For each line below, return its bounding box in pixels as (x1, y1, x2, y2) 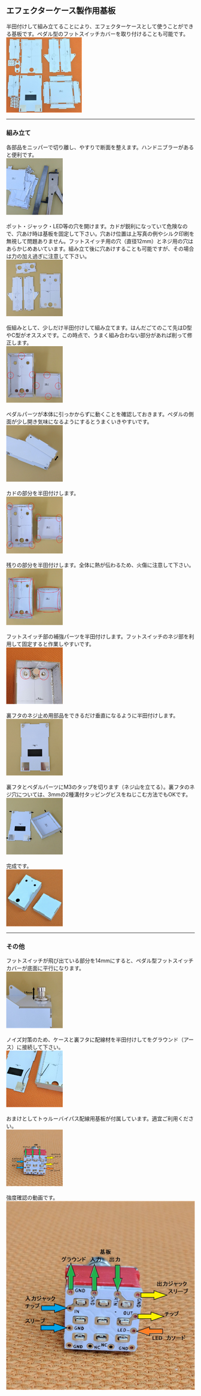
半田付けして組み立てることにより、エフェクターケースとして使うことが (6, 23, 184, 30)
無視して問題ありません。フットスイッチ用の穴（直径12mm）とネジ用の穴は (6, 237, 193, 244)
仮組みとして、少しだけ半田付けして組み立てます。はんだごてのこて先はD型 (6, 324, 193, 331)
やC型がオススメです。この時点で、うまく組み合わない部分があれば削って (6, 332, 187, 339)
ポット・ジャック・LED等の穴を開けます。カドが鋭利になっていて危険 (6, 222, 178, 229)
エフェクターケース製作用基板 (6, 5, 116, 16)
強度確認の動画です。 (6, 1194, 59, 1201)
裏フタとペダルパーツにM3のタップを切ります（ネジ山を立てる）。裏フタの (6, 783, 190, 791)
